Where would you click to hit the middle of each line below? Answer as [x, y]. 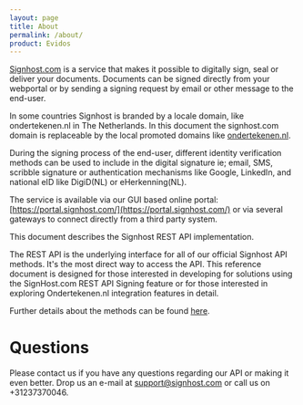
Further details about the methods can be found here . [110, 311]
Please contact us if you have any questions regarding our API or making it [149, 373]
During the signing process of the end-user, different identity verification [146, 153]
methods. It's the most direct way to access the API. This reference [136, 265]
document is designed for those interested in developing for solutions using [151, 274]
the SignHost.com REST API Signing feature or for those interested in [139, 284]
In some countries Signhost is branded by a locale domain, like [126, 116]
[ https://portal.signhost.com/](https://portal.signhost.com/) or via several [146, 210]
